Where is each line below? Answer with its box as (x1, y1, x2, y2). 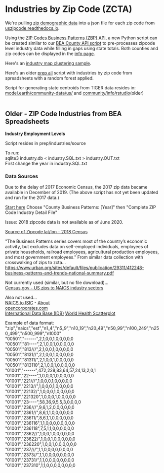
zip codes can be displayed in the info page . (5, 51, 95, 57)
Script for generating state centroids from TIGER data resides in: (5, 84, 136, 90)
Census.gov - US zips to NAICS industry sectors (5, 285, 104, 291)
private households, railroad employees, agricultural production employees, (5, 249, 159, 255)
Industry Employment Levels (5, 131, 65, 136)
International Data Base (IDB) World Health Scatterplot (5, 310, 116, 316)
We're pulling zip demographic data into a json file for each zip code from (5, 20, 155, 26)
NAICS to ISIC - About (5, 300, 50, 306)
